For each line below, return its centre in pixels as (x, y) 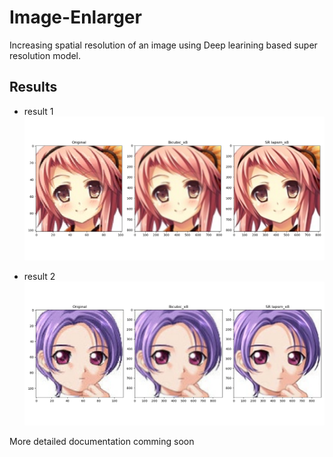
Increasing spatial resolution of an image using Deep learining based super (163, 45)
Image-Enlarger (75, 17)
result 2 (39, 276)
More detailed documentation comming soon (102, 442)
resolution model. (45, 55)
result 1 (38, 111)
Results (33, 87)
